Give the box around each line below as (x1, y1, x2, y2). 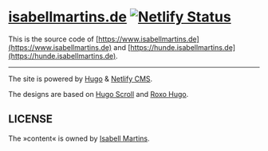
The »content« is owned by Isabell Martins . (8, 134, 150, 143)
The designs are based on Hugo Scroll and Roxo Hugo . (8, 89, 189, 99)
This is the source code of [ (8, 34, 99, 44)
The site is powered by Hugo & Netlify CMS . (8, 74, 153, 83)
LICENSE (8, 112, 53, 126)
